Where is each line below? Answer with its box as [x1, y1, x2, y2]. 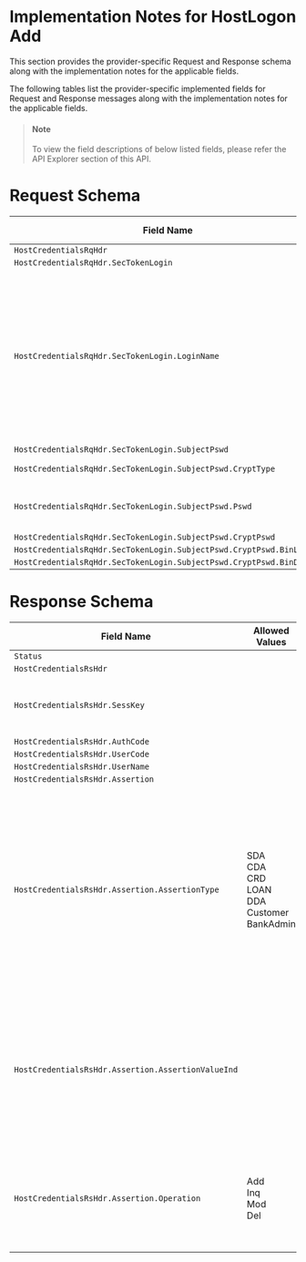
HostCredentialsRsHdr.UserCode [14, 749, 150, 760]
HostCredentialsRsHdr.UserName [14, 762, 150, 772]
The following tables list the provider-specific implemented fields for [9, 83, 266, 94]
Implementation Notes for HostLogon [9, 6, 297, 27]
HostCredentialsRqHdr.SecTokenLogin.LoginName [14, 351, 220, 362]
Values [256, 636, 287, 649]
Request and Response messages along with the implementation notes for [9, 93, 289, 104]
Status [14, 652, 43, 662]
